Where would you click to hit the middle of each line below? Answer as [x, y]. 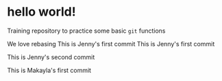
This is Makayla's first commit [49, 70]
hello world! [42, 12]
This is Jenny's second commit [51, 57]
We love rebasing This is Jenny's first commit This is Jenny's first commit [111, 44]
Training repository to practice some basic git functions [86, 31]
